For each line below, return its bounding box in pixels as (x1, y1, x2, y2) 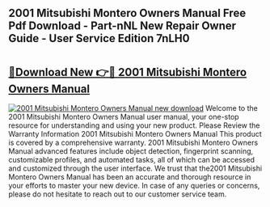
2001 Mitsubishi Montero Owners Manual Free (8, 6, 247, 20)
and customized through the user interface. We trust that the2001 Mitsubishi (8, 163, 263, 173)
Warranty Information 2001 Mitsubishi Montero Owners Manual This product (8, 129, 263, 138)
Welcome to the (205, 103, 259, 112)
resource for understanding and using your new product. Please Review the (8, 120, 260, 130)
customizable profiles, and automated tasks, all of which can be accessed (8, 155, 255, 164)
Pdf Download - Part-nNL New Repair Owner (8, 19, 237, 33)
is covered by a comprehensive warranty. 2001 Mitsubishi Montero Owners (8, 137, 259, 147)
